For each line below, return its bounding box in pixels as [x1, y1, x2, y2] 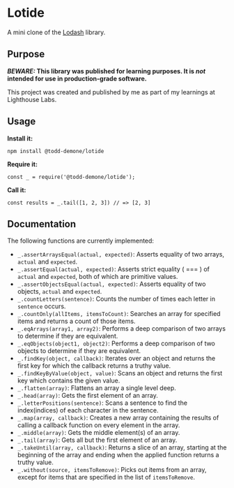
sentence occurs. [17, 302, 66, 310]
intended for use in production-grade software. [7, 74, 148, 82]
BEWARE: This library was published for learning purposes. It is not [7, 66, 206, 75]
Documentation [7, 218, 77, 230]
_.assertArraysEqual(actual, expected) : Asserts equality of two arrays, [17, 250, 225, 259]
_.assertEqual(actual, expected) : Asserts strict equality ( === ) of [17, 265, 210, 273]
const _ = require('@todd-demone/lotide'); [7, 173, 136, 180]
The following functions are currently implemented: [7, 236, 155, 245]
